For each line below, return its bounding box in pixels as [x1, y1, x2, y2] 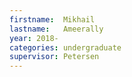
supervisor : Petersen [9, 52, 100, 62]
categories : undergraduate [9, 42, 122, 53]
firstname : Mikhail [9, 14, 96, 25]
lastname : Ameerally [9, 24, 104, 34]
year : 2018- [9, 33, 59, 43]
